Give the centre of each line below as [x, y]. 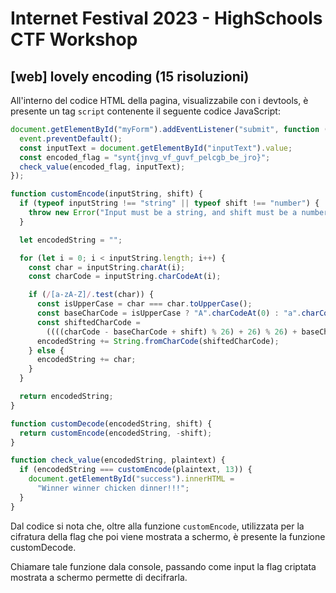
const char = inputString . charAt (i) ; [107, 267]
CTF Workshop [74, 39]
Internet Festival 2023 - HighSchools [166, 18]
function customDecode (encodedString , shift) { [111, 423]
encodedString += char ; [86, 360]
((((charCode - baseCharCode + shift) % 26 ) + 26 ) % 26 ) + [172, 332]
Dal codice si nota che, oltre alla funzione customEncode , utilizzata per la [157, 526]
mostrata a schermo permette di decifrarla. [99, 577]
